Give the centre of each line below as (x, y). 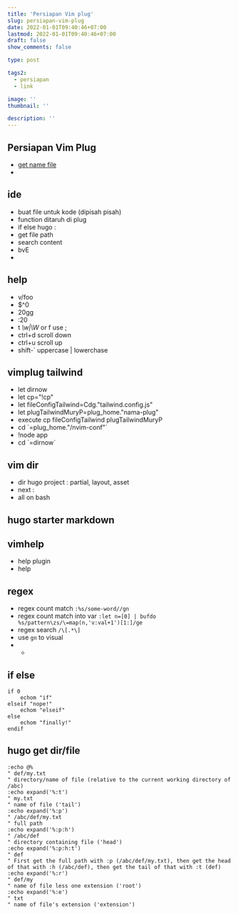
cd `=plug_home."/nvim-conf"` (63, 427)
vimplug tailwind (45, 372)
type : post (24, 60)
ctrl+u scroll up (40, 342)
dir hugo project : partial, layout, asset (73, 482)
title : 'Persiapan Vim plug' (51, 14)
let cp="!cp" (36, 397)
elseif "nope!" (30, 704)
